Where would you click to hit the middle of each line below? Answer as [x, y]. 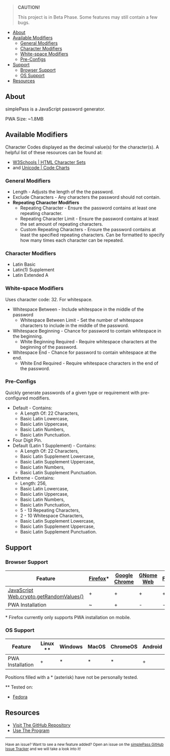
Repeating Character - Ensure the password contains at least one [88, 208]
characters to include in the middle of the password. [74, 325]
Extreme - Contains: [33, 478]
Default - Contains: [32, 408]
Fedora [20, 697]
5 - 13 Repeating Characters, [50, 510]
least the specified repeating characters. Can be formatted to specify [92, 235]
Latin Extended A [30, 275]
